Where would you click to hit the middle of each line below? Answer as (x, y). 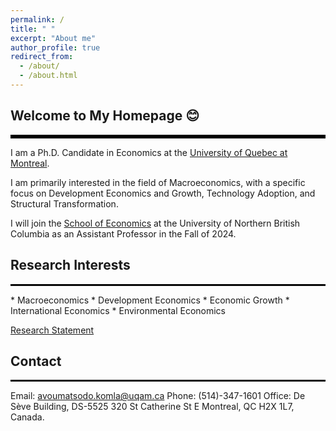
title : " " (33, 29)
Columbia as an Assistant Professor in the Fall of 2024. (123, 233)
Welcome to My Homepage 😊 (105, 116)
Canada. (27, 417)
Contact (36, 361)
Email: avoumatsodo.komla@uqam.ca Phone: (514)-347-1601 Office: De (158, 396)
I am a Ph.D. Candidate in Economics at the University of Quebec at (149, 152)
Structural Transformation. (64, 203)
